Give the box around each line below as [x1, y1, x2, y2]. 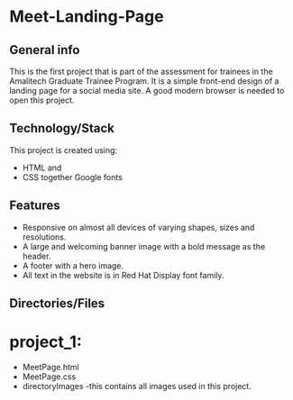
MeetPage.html [22, 361, 79, 372]
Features [9, 198, 60, 214]
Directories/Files [9, 295, 105, 312]
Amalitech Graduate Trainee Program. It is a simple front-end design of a [9, 76, 279, 86]
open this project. [9, 95, 75, 105]
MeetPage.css [22, 371, 77, 382]
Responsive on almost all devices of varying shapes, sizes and [22, 222, 255, 232]
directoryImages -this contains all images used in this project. [22, 380, 252, 391]
